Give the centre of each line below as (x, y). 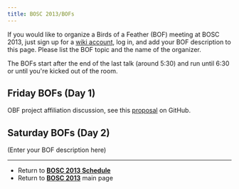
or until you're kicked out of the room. (63, 71)
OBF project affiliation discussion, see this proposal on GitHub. (99, 111)
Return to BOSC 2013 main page (65, 178)
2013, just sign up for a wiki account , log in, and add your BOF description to (119, 42)
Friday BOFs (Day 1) (52, 93)
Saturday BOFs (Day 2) (59, 133)
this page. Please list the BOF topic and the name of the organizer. (104, 49)
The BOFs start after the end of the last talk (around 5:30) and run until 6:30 (118, 63)
